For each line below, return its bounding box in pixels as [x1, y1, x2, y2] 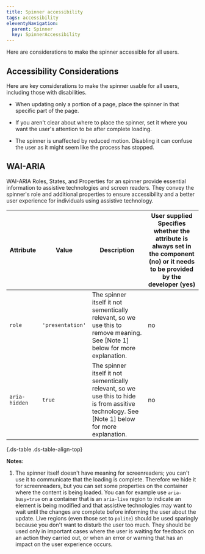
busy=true [15, 496, 41, 502]
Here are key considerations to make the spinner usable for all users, [6, 82, 179, 89]
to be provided [150, 265, 194, 273]
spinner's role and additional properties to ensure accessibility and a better [6, 190, 195, 198]
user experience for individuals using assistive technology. [6, 196, 154, 204]
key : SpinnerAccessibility [12, 32, 81, 38]
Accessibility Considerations [6, 66, 119, 76]
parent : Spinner [12, 26, 53, 32]
